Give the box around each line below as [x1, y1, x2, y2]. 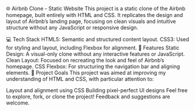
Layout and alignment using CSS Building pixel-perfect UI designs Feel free [6, 87, 188, 93]
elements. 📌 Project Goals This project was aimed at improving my [6, 69, 166, 76]
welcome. [6, 99, 30, 106]
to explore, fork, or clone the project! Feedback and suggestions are [6, 93, 170, 100]
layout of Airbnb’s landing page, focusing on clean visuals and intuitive [6, 18, 176, 25]
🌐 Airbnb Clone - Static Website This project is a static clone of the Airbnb [6, 5, 186, 12]
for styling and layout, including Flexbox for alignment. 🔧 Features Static [6, 44, 180, 51]
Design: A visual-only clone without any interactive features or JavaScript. [6, 51, 186, 58]
